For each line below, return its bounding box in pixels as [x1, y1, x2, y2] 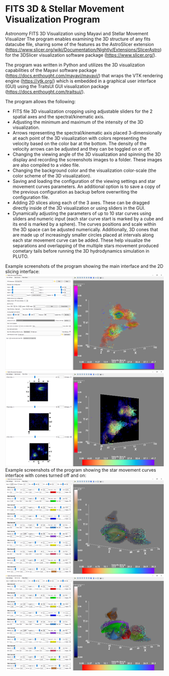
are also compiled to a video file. [12, 162, 80, 168]
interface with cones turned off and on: [5, 472, 87, 478]
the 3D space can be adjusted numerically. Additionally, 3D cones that [12, 226, 158, 233]
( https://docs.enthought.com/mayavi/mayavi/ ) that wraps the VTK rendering [5, 72, 163, 78]
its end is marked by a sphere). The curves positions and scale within [12, 221, 156, 227]
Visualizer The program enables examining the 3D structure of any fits [5, 36, 151, 42]
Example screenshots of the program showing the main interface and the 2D [5, 263, 163, 269]
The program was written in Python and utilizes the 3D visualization [5, 62, 145, 68]
